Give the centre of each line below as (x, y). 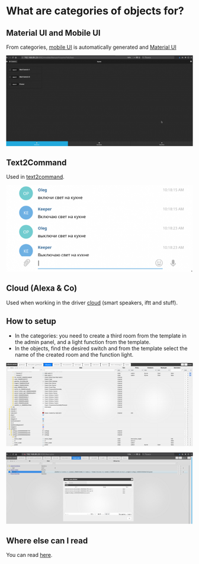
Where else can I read (47, 541)
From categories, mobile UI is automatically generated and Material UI (91, 47)
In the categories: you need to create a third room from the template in (100, 335)
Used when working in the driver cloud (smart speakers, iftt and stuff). (92, 303)
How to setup (31, 321)
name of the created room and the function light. (74, 354)
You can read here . (29, 555)
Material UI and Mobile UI (53, 33)
